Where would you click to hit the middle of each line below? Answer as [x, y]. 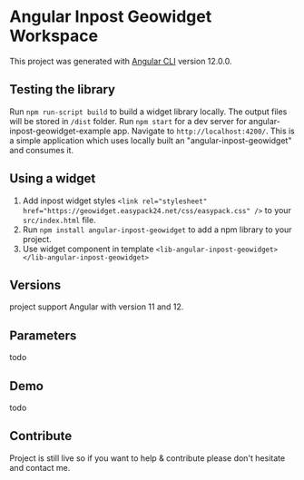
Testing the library [63, 89]
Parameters [43, 335]
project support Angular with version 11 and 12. [97, 307]
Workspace [54, 36]
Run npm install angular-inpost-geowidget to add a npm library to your [157, 230]
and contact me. [40, 467]
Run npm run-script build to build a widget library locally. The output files [148, 112]
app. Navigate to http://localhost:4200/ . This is [204, 131]
